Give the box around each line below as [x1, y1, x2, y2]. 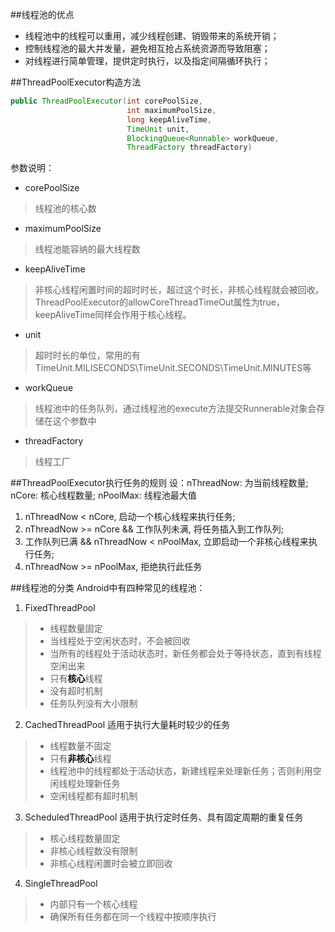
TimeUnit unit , [126, 124, 190, 134]
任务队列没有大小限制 [49, 698, 138, 710]
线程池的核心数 [34, 203, 97, 215]
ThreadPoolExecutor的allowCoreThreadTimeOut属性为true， [34, 296, 285, 308]
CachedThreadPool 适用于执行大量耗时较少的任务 [24, 719, 230, 731]
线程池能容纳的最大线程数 [34, 243, 141, 255]
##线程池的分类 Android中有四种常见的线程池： [10, 582, 206, 594]
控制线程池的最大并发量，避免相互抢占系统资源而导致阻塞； [24, 43, 271, 54]
